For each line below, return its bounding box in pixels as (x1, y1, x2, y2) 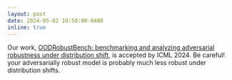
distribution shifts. (7, 66, 61, 75)
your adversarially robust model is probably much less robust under (7, 59, 207, 67)
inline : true (7, 24, 46, 31)
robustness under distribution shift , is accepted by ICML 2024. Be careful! (7, 51, 225, 59)
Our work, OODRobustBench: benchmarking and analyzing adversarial (7, 44, 215, 52)
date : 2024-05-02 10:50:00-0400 (7, 17, 104, 24)
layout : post (7, 10, 46, 18)
